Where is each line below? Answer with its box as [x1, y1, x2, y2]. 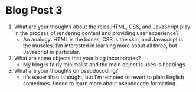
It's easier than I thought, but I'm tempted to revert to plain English [22, 73, 184, 81]
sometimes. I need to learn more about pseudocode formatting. [22, 79, 178, 86]
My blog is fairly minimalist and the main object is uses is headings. [22, 60, 187, 68]
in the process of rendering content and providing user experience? [14, 29, 179, 36]
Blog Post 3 [5, 4, 63, 17]
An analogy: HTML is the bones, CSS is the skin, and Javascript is [22, 36, 184, 43]
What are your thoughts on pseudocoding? [14, 67, 119, 74]
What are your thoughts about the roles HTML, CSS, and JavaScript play [14, 23, 191, 30]
